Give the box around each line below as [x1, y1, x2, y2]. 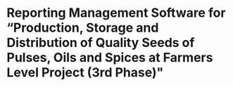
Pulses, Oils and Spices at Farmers [6, 50, 213, 66]
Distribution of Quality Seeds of [6, 35, 195, 51]
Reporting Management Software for [6, 5, 226, 21]
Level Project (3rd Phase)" [6, 65, 164, 81]
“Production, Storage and [6, 20, 159, 36]
